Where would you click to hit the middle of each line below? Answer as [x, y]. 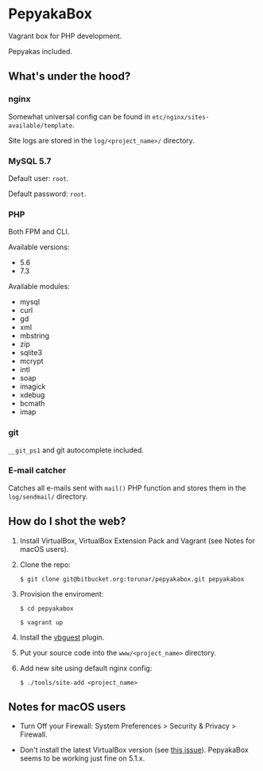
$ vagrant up [41, 622]
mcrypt [31, 361]
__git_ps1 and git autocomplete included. [76, 450]
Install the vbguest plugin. [62, 637]
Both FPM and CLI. [39, 232]
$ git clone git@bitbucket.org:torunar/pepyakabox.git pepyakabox [132, 579]
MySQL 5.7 [30, 161]
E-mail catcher [37, 471]
